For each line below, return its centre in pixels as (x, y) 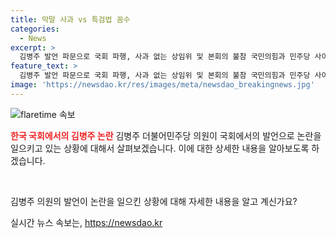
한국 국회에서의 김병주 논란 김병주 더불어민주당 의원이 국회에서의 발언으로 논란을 (166, 135)
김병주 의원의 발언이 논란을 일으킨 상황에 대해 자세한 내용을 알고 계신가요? (154, 201)
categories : (35, 29)
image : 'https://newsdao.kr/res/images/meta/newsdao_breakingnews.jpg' (162, 85)
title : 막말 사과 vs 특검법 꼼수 (70, 19)
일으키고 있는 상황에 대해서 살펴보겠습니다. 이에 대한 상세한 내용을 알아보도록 (160, 148)
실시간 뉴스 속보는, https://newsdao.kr (86, 222)
